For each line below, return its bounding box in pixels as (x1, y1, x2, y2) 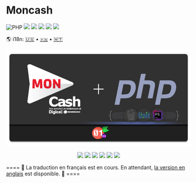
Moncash (6, 4, 53, 17)
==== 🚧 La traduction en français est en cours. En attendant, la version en (6, 164, 185, 171)
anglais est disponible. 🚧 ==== (6, 170, 80, 177)
